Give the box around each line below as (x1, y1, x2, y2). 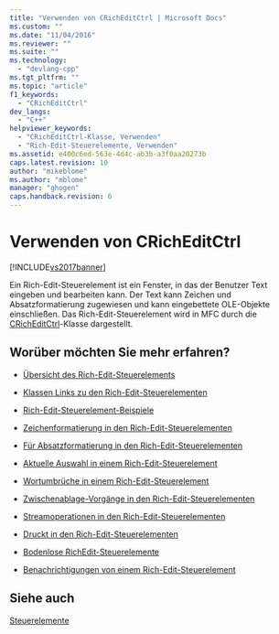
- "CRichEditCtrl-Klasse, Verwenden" (17, 133, 162, 142)
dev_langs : (9, 107, 51, 116)
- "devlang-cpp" (17, 65, 80, 74)
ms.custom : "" (9, 22, 64, 31)
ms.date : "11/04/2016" (9, 30, 96, 39)
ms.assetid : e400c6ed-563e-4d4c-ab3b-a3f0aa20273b (9, 149, 207, 158)
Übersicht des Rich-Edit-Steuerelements (22, 369, 176, 380)
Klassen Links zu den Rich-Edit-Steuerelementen (22, 386, 208, 398)
